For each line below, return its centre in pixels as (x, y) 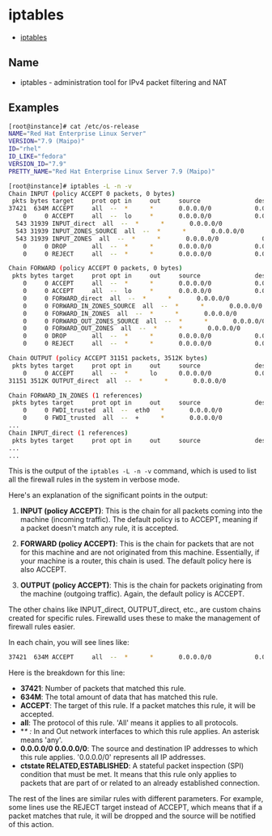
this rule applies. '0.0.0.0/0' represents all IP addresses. (113, 757)
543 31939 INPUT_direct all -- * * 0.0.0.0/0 (119, 224)
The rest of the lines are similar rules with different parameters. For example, (136, 799)
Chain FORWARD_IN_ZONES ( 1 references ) (76, 395)
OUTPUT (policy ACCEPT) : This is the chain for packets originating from (141, 585)
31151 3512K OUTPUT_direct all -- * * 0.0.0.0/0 (117, 381)
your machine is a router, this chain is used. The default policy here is (136, 561)
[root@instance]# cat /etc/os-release (74, 126)
